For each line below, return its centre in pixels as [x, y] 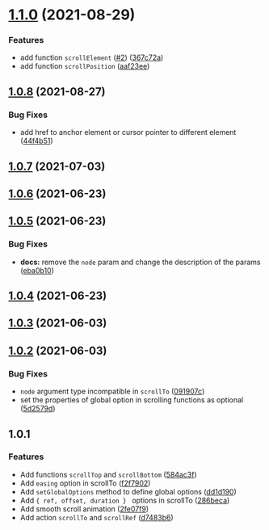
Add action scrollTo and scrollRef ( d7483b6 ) [97, 517]
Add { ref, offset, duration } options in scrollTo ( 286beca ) [125, 500]
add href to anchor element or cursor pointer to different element [128, 132]
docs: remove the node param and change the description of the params [140, 262]
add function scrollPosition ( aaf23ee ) [85, 66]
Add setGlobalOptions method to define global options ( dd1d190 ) [128, 491]
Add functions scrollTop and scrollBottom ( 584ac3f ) [109, 474]
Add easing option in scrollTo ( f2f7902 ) [85, 483]
